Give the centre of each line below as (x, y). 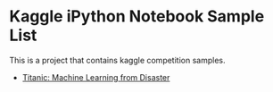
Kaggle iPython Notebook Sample (137, 17)
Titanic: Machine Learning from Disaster (96, 77)
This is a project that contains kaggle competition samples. (117, 60)
